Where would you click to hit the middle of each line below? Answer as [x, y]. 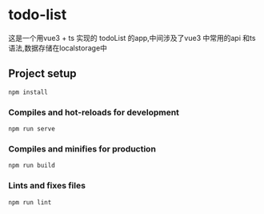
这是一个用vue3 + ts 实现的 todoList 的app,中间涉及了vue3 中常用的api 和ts [132, 38]
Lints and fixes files [47, 186]
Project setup [43, 74]
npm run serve [32, 129]
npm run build [32, 166]
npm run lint [30, 202]
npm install [28, 92]
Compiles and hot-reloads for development [94, 112]
